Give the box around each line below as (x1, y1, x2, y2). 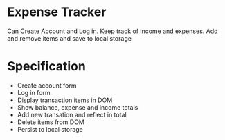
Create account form (17, 81, 78, 90)
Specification (7, 59, 87, 74)
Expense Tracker (7, 4, 107, 20)
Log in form (17, 88, 51, 97)
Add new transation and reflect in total (17, 110, 127, 119)
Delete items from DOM (17, 118, 85, 126)
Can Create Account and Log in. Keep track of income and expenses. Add (7, 27, 218, 35)
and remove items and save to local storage (7, 34, 132, 42)
